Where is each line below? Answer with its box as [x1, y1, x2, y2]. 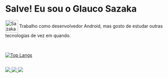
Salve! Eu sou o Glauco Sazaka [5, 3, 137, 15]
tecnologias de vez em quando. [5, 32, 71, 38]
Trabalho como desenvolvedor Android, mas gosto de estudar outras [19, 23, 163, 29]
